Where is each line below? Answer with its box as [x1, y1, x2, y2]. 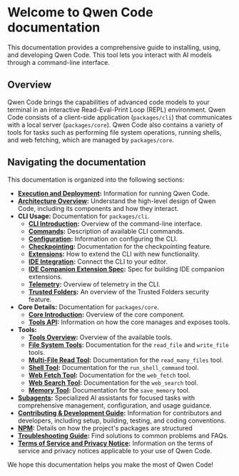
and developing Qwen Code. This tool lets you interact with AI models [7, 51, 213, 59]
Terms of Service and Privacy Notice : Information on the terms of [17, 439, 213, 447]
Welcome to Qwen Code [7, 4, 153, 21]
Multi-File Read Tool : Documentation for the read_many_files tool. [28, 356, 223, 364]
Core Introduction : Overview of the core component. [28, 310, 185, 319]
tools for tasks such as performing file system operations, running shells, [7, 128, 222, 136]
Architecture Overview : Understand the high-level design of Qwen [17, 197, 216, 205]
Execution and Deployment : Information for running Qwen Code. [17, 189, 210, 197]
